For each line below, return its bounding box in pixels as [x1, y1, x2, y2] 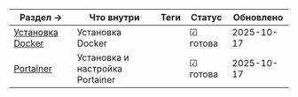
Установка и [76, 52, 130, 63]
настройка [76, 63, 122, 74]
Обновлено [232, 11, 284, 23]
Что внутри [89, 11, 140, 23]
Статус [190, 11, 223, 23]
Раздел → [19, 11, 63, 23]
